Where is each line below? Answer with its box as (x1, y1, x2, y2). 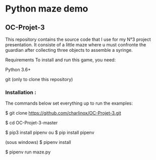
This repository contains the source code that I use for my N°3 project (5, 36, 151, 42)
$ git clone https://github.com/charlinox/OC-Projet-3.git (5, 110, 121, 116)
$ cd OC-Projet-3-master (5, 120, 58, 126)
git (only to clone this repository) (5, 76, 73, 82)
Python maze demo (5, 3, 88, 15)
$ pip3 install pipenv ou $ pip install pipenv (5, 129, 94, 136)
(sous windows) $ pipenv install (5, 139, 72, 145)
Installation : (5, 89, 36, 96)
